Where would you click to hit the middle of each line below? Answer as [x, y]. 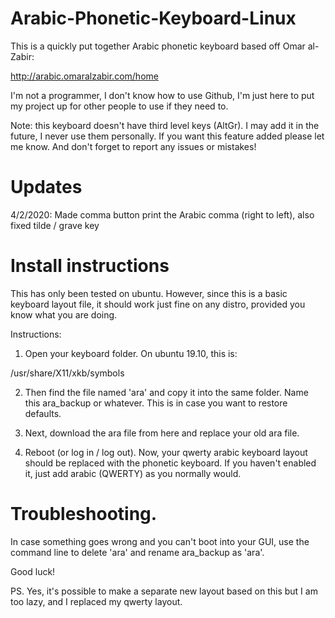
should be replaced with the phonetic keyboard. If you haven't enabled [170, 463]
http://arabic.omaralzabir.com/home [84, 76]
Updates [46, 187]
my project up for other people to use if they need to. [119, 106]
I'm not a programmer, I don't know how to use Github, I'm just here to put [162, 95]
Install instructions [90, 266]
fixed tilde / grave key [55, 225]
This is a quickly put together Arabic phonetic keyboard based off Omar [158, 46]
